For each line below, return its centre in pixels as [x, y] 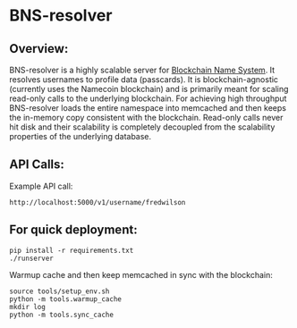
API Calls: [37, 165]
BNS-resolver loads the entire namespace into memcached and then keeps [148, 108]
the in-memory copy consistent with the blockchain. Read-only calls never [146, 118]
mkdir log [28, 307]
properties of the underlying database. [81, 136]
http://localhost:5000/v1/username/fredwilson [98, 202]
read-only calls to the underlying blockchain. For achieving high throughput [148, 98]
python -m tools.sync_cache [62, 315]
